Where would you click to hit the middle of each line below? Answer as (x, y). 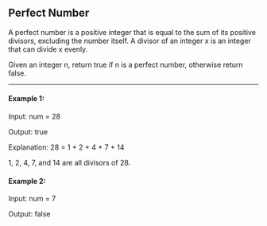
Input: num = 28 (35, 117)
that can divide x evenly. (48, 49)
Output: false (29, 214)
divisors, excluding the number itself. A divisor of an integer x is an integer (130, 41)
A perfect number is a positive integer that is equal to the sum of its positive (132, 32)
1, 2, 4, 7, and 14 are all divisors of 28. (70, 163)
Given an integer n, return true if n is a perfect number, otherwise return (126, 64)
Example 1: (27, 99)
